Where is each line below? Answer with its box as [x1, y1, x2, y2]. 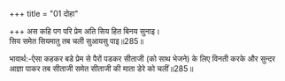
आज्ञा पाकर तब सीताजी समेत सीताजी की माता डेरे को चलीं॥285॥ [9, 63, 194, 74]
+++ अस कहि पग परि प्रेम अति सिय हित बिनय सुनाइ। [9, 26, 161, 36]
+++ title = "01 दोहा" [9, 9, 79, 18]
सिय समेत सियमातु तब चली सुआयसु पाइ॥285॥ [9, 36, 144, 46]
